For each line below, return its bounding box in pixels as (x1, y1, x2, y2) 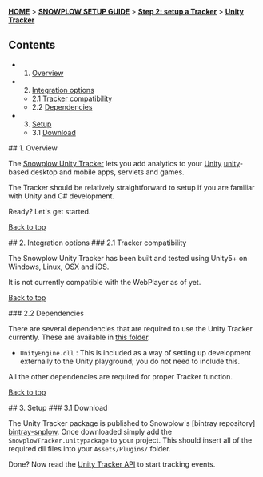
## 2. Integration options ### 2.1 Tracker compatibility (8, 238, 187, 247)
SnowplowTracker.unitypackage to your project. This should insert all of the (8, 435, 253, 445)
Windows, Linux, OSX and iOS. (8, 262, 110, 271)
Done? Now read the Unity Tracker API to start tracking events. (8, 459, 216, 469)
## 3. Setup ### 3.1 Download (8, 403, 108, 412)
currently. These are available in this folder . (8, 332, 150, 342)
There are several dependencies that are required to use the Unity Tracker (8, 323, 253, 333)
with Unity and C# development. (8, 191, 114, 201)
